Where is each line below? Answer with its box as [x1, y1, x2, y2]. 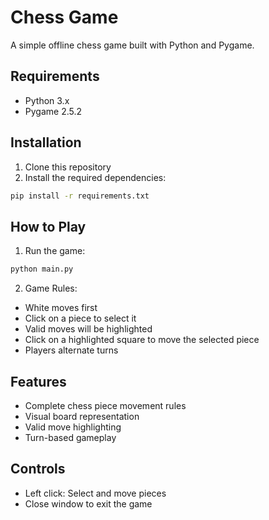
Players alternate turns [24, 344, 119, 356]
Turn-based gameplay [24, 431, 117, 443]
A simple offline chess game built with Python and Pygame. [10, 39, 255, 51]
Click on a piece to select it [24, 312, 137, 325]
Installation [10, 134, 82, 151]
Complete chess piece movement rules [24, 399, 187, 411]
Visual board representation [24, 410, 140, 422]
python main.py [10, 264, 74, 275]
